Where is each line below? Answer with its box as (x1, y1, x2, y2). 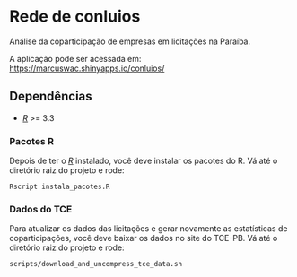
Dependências (9, 89, 92, 104)
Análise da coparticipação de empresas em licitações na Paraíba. (9, 36, 251, 47)
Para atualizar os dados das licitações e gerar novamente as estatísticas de (9, 223, 288, 234)
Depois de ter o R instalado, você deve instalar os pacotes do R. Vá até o (9, 155, 278, 167)
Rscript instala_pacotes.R (9, 182, 110, 192)
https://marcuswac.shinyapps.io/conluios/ (9, 63, 165, 74)
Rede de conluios (9, 6, 141, 27)
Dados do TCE (9, 203, 73, 215)
